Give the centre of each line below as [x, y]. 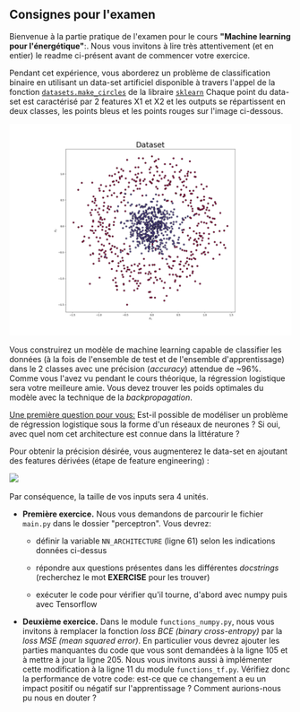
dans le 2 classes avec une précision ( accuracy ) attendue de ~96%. [135, 369]
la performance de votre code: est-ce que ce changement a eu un [144, 678]
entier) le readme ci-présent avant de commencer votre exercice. [130, 55]
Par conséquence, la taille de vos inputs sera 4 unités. [109, 496]
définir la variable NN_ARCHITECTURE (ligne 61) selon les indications [155, 541]
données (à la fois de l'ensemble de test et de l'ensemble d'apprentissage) [147, 359]
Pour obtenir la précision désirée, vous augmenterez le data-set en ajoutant [149, 451]
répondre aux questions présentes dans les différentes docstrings [157, 568]
